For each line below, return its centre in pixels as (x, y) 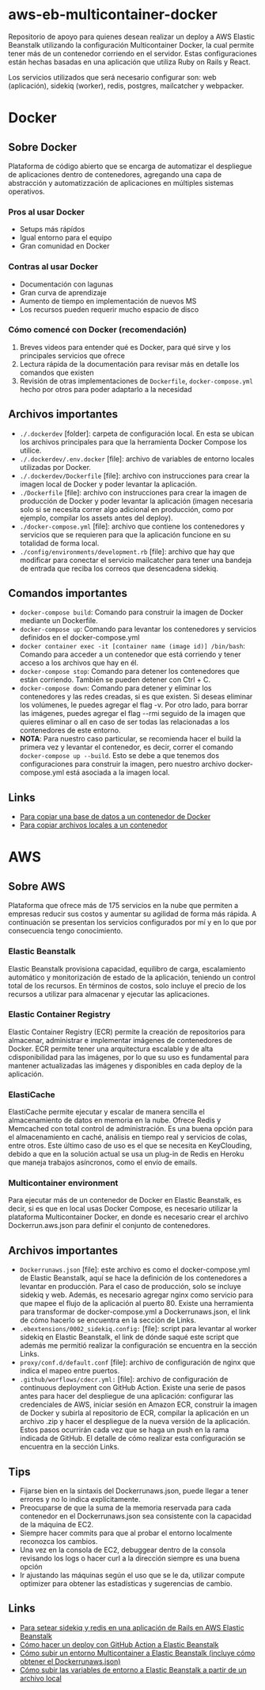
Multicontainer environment (63, 1183)
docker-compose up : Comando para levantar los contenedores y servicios (138, 629)
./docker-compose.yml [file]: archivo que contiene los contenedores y (132, 526)
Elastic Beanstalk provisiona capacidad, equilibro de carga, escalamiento (127, 968)
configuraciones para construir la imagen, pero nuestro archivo (123, 764)
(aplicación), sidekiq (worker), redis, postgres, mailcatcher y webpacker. (126, 86)
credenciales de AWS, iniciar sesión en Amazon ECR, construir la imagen (138, 1405)
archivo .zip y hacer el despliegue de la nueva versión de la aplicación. (135, 1422)
